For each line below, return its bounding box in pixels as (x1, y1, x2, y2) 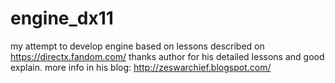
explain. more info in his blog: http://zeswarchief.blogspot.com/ (10, 61, 272, 73)
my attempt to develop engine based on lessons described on (10, 40, 265, 52)
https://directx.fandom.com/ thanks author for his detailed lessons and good (10, 50, 325, 62)
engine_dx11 (10, 7, 114, 30)
